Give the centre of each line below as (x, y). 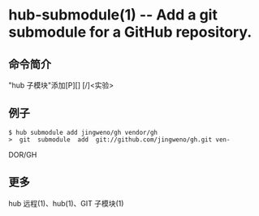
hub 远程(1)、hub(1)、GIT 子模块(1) (66, 203)
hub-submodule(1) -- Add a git (113, 15)
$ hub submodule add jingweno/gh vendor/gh (83, 132)
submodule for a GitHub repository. (130, 32)
